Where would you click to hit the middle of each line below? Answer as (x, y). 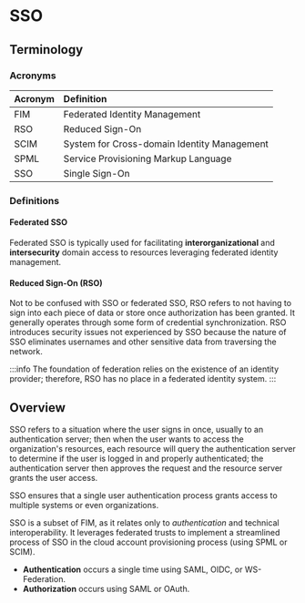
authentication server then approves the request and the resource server (146, 468)
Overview (38, 408)
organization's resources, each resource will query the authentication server (152, 449)
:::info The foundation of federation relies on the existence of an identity (144, 369)
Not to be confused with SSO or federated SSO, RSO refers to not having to (151, 303)
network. (26, 352)
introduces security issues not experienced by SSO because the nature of (148, 332)
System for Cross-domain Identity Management (166, 144)
